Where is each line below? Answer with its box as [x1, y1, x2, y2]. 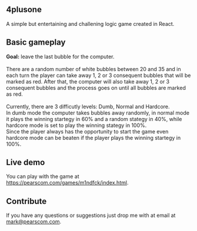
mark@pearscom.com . [6, 218, 62, 225]
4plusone [6, 5, 42, 15]
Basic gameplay [6, 38, 66, 48]
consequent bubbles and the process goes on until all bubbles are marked [6, 84, 186, 91]
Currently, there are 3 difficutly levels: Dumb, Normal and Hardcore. [6, 103, 170, 110]
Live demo [6, 158, 45, 168]
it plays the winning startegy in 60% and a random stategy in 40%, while [6, 115, 182, 122]
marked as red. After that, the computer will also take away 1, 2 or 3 [6, 78, 170, 85]
